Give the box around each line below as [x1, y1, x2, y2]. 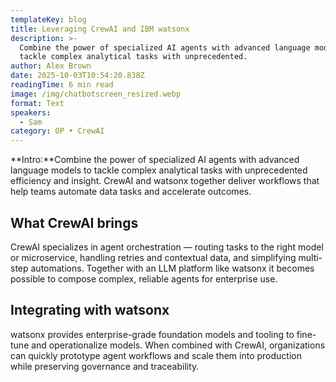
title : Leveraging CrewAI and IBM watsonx [10, 24, 190, 34]
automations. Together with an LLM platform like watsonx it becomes [30, 262, 315, 274]
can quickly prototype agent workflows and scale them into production [10, 349, 302, 361]
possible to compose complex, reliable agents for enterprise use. [10, 272, 278, 285]
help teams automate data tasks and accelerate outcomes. [10, 186, 252, 198]
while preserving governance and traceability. [10, 360, 200, 372]
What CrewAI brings [10, 214, 139, 231]
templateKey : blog [10, 14, 87, 25]
